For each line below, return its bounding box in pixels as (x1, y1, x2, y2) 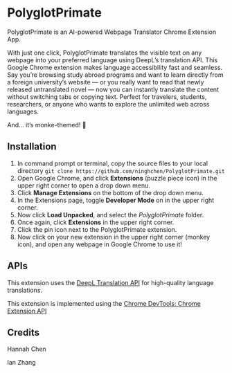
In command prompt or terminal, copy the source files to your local (17, 159, 208, 167)
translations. (7, 286, 43, 294)
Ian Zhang (7, 358, 36, 367)
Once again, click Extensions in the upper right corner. (17, 218, 175, 226)
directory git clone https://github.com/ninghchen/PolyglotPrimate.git (17, 166, 225, 174)
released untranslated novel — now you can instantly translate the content (7, 85, 220, 93)
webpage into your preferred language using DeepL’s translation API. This (7, 55, 218, 64)
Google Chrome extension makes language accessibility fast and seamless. (7, 63, 223, 71)
